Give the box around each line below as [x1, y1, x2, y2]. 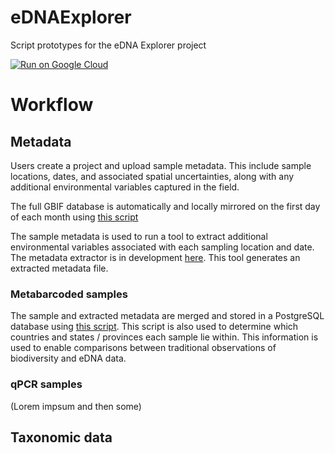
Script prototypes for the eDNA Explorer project [10, 39, 207, 51]
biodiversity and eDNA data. [10, 352, 127, 365]
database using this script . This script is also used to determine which [10, 321, 299, 333]
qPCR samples [10, 377, 83, 391]
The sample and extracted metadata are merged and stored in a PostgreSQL [10, 310, 325, 322]
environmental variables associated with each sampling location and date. [10, 241, 315, 253]
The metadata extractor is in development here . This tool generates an [10, 251, 301, 263]
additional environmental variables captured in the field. [10, 181, 240, 193]
